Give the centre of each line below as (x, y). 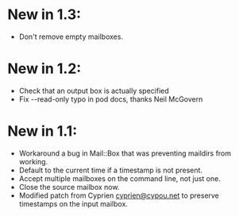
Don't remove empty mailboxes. (71, 37)
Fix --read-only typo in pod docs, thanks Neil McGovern (111, 99)
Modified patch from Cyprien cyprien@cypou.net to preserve (119, 195)
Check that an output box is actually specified (94, 91)
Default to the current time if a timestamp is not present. (111, 170)
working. (33, 161)
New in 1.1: (42, 131)
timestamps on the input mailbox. (73, 203)
